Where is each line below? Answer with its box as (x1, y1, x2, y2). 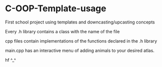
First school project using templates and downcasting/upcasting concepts (5, 19, 155, 25)
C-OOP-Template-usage (5, 3, 107, 14)
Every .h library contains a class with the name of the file (5, 28, 120, 34)
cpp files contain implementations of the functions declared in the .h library (5, 38, 157, 44)
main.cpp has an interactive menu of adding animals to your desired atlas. (5, 47, 155, 53)
